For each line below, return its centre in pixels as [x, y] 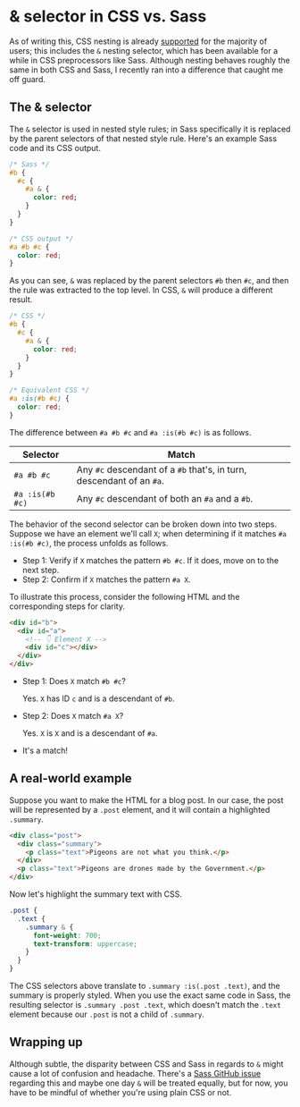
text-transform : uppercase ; [85, 944]
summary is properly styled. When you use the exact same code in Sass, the [150, 995]
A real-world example [71, 778]
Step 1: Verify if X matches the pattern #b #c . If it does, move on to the [150, 560]
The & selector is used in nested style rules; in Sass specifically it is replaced [150, 129]
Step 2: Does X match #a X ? [73, 716]
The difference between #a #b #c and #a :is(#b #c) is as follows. [130, 432]
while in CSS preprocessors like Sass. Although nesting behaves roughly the [150, 60]
